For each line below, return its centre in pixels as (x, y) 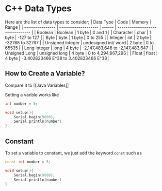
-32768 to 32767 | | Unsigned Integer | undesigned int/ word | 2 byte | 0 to (80, 42)
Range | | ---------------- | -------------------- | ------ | (61, 27)
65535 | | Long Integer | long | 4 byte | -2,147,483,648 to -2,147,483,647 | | (79, 48)
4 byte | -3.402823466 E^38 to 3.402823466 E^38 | (57, 58)
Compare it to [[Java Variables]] (37, 85)
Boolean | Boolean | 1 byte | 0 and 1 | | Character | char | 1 (94, 32)
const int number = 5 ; (28, 162)
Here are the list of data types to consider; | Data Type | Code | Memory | (78, 22)
